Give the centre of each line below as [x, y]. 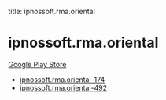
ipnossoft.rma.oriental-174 [62, 79]
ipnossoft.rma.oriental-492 [63, 87]
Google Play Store [37, 64]
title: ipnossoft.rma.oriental [52, 11]
